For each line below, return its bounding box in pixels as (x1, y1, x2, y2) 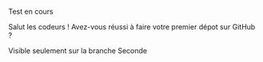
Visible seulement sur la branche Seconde (8, 46, 148, 55)
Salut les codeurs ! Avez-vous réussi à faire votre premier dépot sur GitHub (8, 22, 256, 31)
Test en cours (8, 7, 54, 16)
